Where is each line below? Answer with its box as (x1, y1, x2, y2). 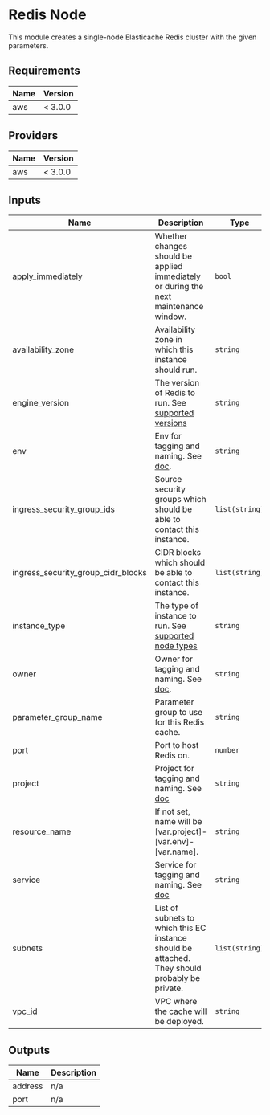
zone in (154, 334, 183, 345)
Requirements (8, 64, 80, 78)
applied (154, 261, 183, 272)
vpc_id (12, 1006, 38, 1017)
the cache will (154, 1006, 207, 1017)
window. (154, 311, 187, 322)
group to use (154, 707, 203, 718)
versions (154, 418, 187, 429)
